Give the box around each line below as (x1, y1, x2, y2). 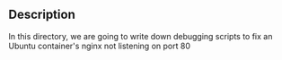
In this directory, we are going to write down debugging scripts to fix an (8, 30, 273, 41)
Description (8, 7, 75, 22)
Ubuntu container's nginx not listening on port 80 (8, 40, 190, 51)
